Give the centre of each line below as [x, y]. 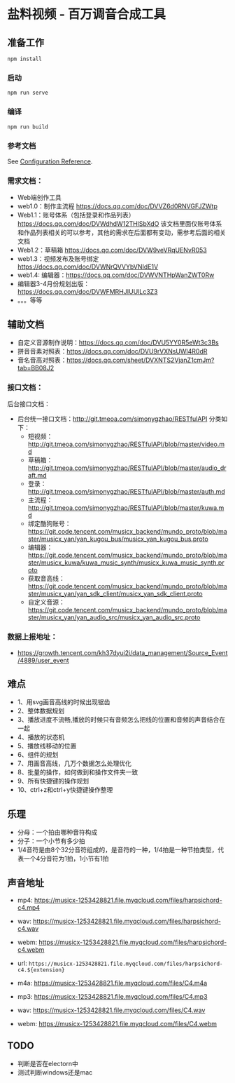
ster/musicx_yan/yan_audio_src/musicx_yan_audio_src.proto [114, 617]
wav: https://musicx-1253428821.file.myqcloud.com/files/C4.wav [111, 1010]
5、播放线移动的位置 [47, 746]
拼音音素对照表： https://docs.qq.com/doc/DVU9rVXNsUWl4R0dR [112, 351]
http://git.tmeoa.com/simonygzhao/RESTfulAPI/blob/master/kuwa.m [126, 508]
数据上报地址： [33, 637]
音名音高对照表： [42, 360]
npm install [24, 59]
